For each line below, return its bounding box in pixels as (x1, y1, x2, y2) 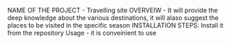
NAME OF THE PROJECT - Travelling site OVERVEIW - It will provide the (7, 6, 218, 14)
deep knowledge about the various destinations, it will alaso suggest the (7, 13, 219, 22)
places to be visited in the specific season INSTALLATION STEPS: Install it (7, 21, 224, 29)
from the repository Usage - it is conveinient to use (7, 28, 157, 37)
